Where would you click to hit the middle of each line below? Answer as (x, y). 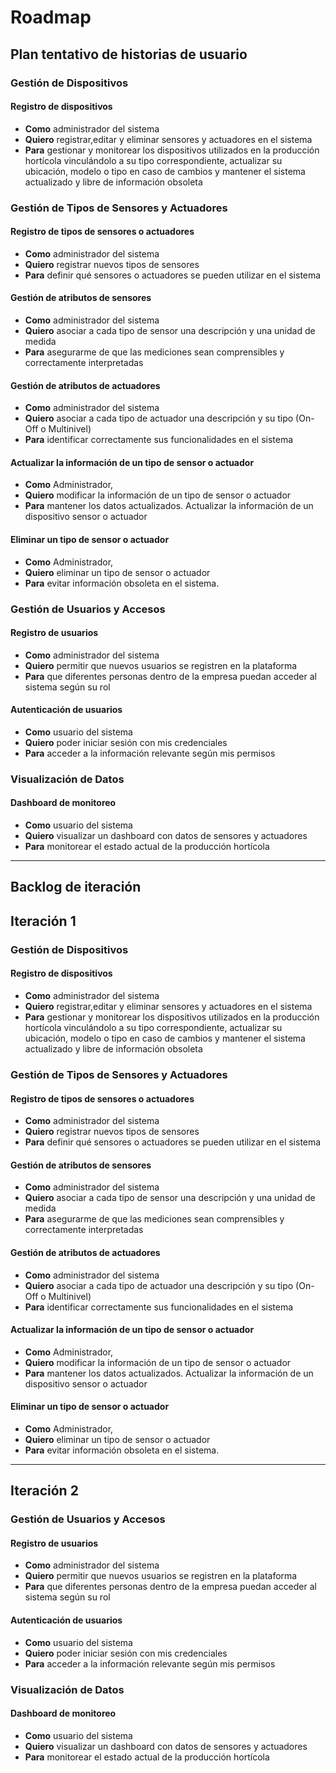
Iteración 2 (44, 1491)
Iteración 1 (43, 921)
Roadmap (51, 17)
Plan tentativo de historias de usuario (129, 54)
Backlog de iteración (76, 887)
